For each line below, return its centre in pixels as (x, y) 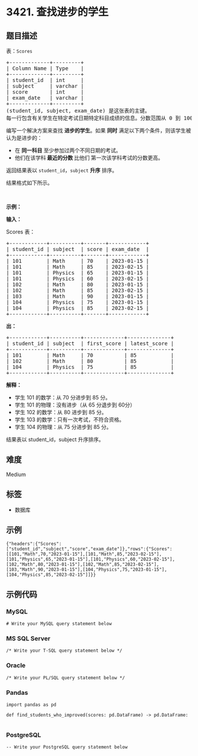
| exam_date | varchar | (45, 98)
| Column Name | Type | (45, 68)
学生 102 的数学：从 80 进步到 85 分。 (61, 412)
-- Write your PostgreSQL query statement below (67, 747)
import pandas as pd (32, 705)
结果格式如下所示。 (29, 183)
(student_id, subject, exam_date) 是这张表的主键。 (78, 110)
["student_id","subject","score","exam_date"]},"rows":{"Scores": (89, 549)
